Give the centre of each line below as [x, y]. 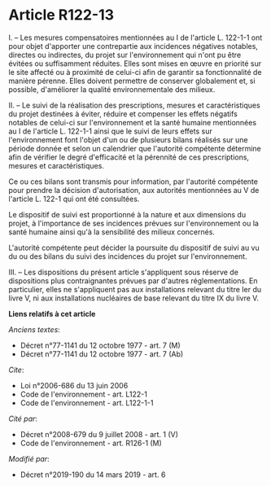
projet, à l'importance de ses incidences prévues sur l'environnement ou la [133, 223]
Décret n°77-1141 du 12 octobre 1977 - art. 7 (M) [100, 345]
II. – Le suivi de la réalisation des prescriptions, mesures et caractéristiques [134, 105]
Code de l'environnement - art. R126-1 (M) [91, 443]
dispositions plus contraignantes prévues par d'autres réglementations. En [133, 280]
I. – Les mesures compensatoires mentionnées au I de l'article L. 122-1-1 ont [135, 37]
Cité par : [23, 418]
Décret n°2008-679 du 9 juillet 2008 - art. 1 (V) [99, 434]
